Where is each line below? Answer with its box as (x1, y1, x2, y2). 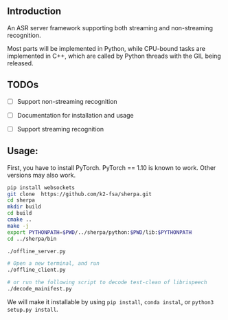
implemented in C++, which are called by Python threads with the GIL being (7, 52, 221, 60)
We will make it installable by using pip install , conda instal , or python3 (7, 297, 214, 306)
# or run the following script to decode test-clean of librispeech (7, 279, 207, 286)
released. (7, 58, 34, 67)
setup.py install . (7, 305, 58, 313)
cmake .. (7, 216, 32, 223)
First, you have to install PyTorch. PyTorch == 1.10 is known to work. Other (7, 163, 216, 171)
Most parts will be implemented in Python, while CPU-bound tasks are (7, 44, 206, 52)
